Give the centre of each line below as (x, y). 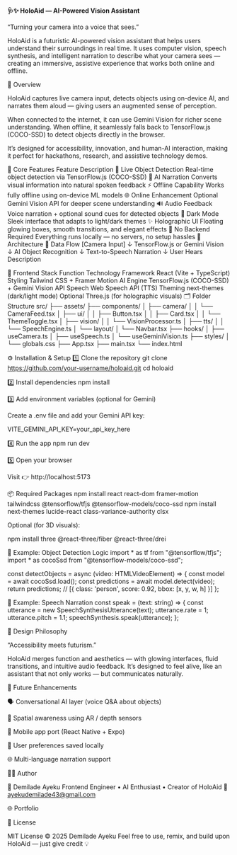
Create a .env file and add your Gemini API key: (76, 415)
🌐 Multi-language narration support (59, 759)
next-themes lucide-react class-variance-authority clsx (88, 511)
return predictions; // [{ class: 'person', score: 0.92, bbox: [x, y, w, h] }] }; (113, 589)
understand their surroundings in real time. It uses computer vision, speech (117, 48)
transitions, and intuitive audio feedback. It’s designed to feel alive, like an (115, 666)
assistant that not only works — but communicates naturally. (96, 674)
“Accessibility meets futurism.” (52, 645)
